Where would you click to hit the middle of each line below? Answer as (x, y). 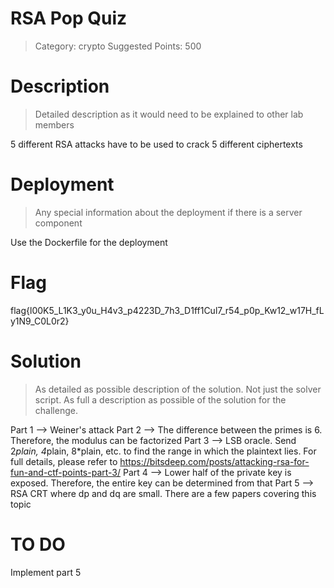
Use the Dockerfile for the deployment (89, 242)
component (58, 223)
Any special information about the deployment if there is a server (168, 212)
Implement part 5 (46, 572)
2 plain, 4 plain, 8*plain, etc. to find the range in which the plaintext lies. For (163, 451)
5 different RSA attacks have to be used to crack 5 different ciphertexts (156, 144)
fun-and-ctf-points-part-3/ (66, 472)
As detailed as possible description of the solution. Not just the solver (178, 389)
